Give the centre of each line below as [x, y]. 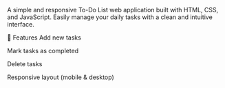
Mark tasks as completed [43, 51]
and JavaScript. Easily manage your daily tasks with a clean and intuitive [110, 17]
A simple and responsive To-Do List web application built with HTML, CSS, [113, 10]
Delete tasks [25, 64]
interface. [21, 24]
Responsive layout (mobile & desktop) [61, 77]
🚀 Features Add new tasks [44, 38]
